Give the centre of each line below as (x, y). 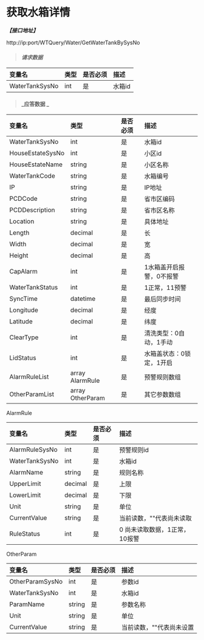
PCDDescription (32, 210)
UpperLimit (25, 484)
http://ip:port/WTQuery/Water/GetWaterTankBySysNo (73, 42)
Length (19, 233)
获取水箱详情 (39, 12)
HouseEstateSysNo (37, 153)
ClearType (24, 337)
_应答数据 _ (35, 104)
